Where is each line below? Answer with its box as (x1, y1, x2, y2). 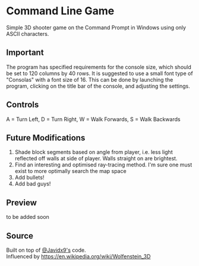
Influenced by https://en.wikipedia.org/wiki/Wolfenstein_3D (6, 253, 151, 260)
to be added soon (6, 214, 49, 221)
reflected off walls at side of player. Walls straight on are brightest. (14, 155, 178, 162)
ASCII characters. (6, 30, 49, 37)
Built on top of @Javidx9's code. (6, 246, 86, 253)
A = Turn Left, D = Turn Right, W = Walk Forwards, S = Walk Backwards (6, 115, 181, 123)
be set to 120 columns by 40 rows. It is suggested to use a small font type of (6, 70, 193, 77)
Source (6, 231, 34, 241)
